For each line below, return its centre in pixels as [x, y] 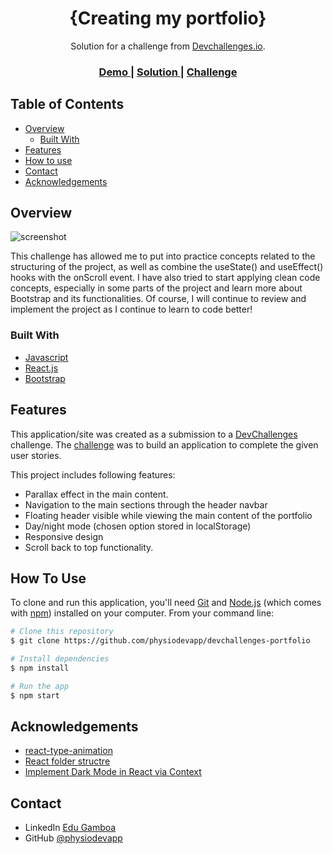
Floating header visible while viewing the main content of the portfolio [168, 515]
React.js [41, 368]
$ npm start [35, 695]
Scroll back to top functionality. [89, 547]
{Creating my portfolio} [168, 18]
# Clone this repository [62, 632]
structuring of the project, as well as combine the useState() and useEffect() [167, 267]
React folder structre [67, 761]
